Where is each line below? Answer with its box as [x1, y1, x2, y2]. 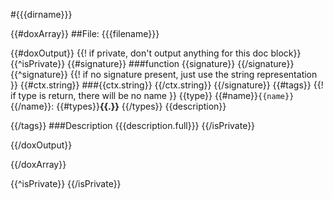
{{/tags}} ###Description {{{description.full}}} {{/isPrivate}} [10, 120, 256, 131]
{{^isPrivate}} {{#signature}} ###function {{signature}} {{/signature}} [10, 58, 295, 69]
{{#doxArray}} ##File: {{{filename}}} [10, 28, 160, 39]
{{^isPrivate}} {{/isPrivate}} [10, 178, 122, 189]
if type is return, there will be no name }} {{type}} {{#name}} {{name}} [10, 90, 295, 101]
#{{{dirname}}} [10, 9, 73, 20]
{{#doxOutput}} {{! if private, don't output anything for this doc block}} [10, 47, 302, 59]
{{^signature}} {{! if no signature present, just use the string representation [10, 69, 318, 80]
